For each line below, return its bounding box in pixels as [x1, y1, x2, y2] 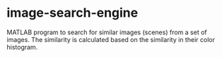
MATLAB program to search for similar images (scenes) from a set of [6, 28, 207, 36]
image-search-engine [6, 5, 139, 21]
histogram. [6, 43, 38, 51]
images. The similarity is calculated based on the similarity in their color [6, 35, 215, 43]
